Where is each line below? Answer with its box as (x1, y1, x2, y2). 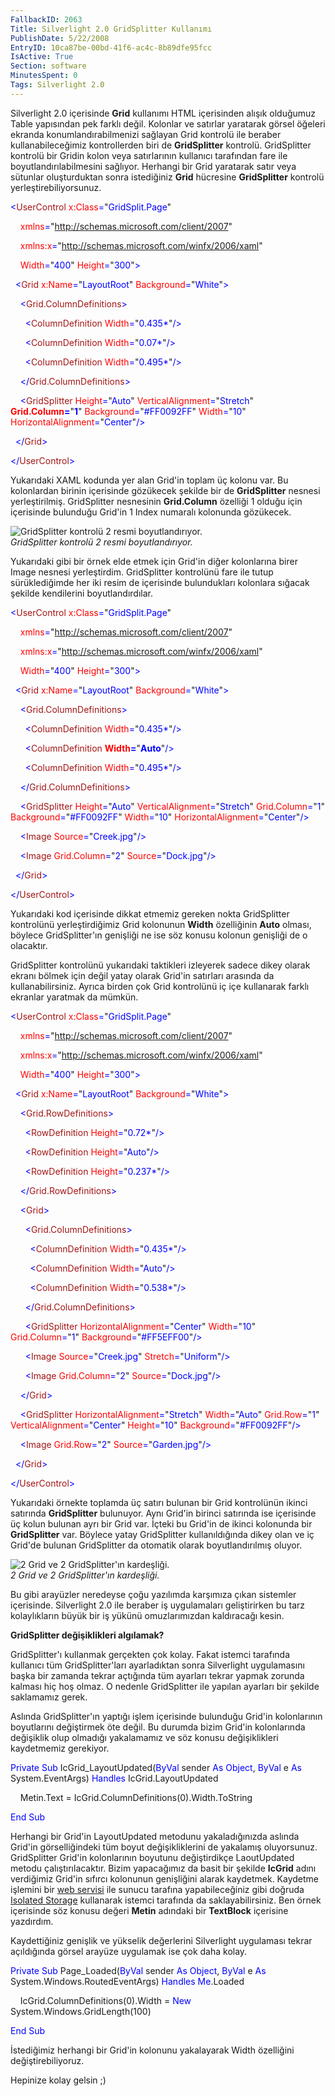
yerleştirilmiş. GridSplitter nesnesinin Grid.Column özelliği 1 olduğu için (10, 495, 303, 507)
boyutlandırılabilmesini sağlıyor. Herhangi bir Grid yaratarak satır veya (10, 160, 297, 172)
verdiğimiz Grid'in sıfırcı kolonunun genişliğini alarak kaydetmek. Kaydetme (10, 1872, 319, 1885)
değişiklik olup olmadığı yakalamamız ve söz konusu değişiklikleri (10, 1731, 279, 1743)
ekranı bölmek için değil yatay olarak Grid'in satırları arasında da (10, 969, 275, 981)
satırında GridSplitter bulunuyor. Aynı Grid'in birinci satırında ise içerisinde (10, 1507, 317, 1519)
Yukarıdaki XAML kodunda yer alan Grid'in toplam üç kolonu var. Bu (10, 474, 289, 486)
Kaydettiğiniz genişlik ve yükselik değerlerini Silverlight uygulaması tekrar (10, 1934, 313, 1946)
